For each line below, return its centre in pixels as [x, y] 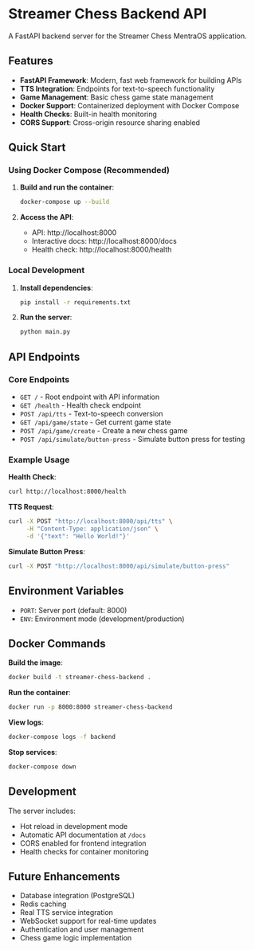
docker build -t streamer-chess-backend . [80, 678]
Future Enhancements [65, 877]
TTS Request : [31, 507]
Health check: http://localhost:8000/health [102, 250]
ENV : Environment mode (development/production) [102, 619]
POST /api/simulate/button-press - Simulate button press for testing [132, 440]
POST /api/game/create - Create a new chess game [104, 431]
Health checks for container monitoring [84, 851]
